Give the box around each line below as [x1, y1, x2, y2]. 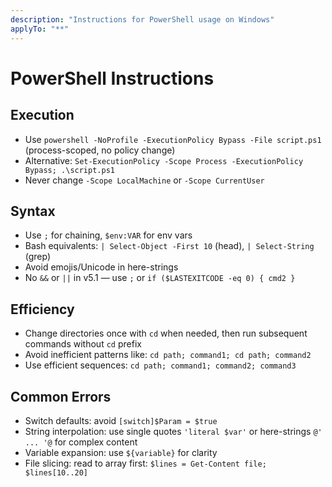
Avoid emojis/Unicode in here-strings [24, 261, 179, 273]
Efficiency [10, 301, 75, 318]
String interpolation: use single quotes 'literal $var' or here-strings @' [24, 425, 323, 437]
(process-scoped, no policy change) [24, 144, 176, 156]
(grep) [24, 251, 52, 263]
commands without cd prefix [24, 338, 142, 350]
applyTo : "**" [10, 24, 70, 34]
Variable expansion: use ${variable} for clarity [24, 446, 218, 458]
